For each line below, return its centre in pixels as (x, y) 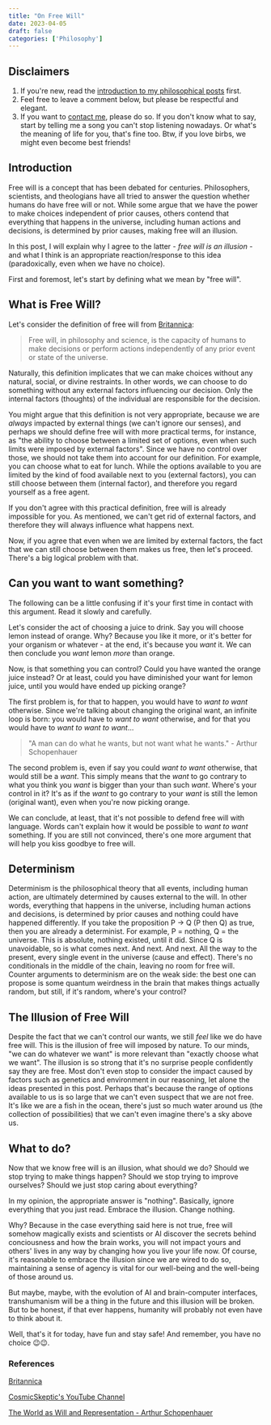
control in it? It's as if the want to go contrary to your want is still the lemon (133, 793)
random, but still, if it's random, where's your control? (97, 992)
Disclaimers (39, 71)
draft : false (30, 31)
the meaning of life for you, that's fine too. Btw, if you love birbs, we (133, 134)
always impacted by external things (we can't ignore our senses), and (125, 423)
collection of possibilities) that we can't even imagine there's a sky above (130, 1115)
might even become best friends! (75, 143)
